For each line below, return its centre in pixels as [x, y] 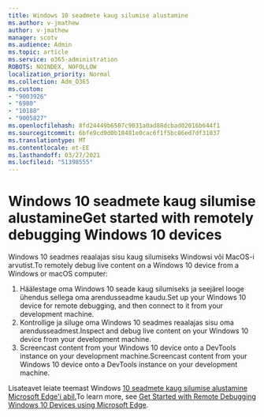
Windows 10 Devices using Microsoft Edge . [78, 405]
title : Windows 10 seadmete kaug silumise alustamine [99, 15]
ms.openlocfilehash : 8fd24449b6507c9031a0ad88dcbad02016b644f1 [114, 126]
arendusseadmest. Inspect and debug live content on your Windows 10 [134, 331]
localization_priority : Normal [59, 74]
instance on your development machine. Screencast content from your [133, 356]
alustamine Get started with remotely [131, 218]
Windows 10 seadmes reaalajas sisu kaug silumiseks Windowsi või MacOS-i [131, 257]
